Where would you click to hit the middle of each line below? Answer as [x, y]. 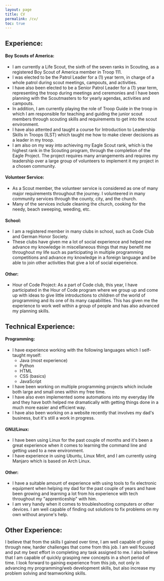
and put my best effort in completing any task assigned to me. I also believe [82, 552]
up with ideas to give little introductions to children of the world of [79, 295]
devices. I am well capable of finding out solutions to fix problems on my [85, 509]
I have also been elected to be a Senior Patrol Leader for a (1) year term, [85, 88]
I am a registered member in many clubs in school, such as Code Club [83, 231]
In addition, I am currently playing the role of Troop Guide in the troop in [85, 108]
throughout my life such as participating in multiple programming [78, 252]
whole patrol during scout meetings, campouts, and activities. [75, 82]
